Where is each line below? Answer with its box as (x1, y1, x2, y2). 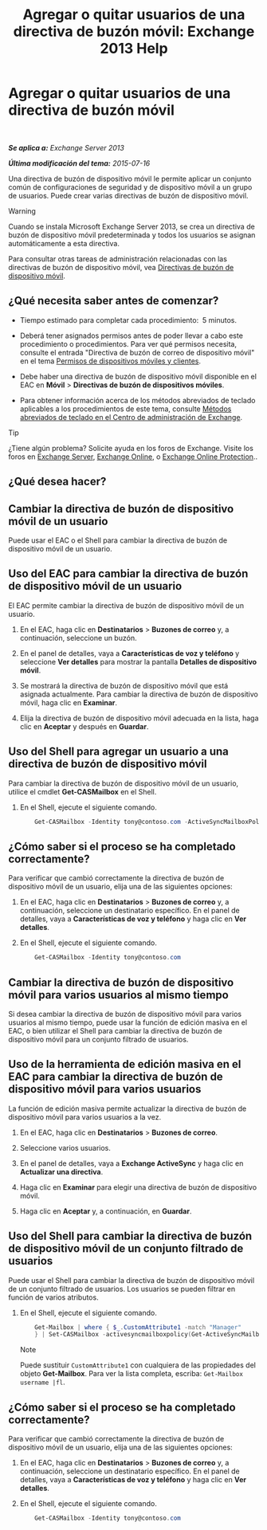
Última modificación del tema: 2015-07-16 (8, 158, 151, 168)
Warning (8, 206, 36, 216)
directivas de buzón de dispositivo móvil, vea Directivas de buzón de (8, 262, 234, 272)
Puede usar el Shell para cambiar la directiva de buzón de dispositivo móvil (8, 1275, 255, 1285)
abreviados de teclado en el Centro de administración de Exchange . (19, 412, 243, 422)
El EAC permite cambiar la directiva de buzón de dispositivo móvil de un (8, 600, 245, 610)
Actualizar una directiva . (19, 1167, 104, 1176)
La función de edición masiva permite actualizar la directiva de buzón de (8, 1104, 247, 1113)
